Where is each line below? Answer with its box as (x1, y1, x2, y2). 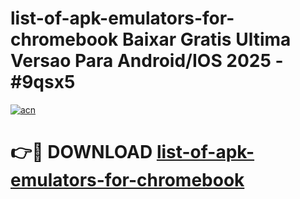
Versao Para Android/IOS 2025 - (10, 50, 284, 72)
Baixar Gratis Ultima (121, 28, 292, 51)
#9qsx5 (10, 71, 76, 94)
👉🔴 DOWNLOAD (10, 141, 153, 164)
